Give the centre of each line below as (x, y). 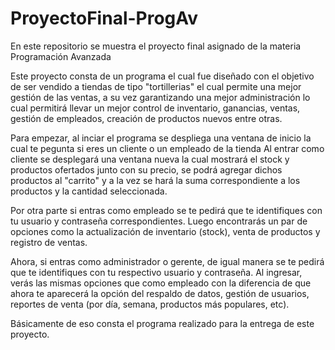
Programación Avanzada (61, 56)
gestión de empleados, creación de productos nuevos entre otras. (146, 118)
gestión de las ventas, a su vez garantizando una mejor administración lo (160, 97)
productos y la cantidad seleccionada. (89, 191)
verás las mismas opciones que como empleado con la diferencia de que (161, 283)
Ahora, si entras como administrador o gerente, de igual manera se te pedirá (167, 261)
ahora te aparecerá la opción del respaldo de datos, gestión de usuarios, (160, 293)
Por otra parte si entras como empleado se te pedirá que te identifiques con (166, 210)
